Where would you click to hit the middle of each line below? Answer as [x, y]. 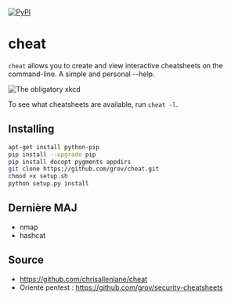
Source [26, 260]
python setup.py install [49, 184]
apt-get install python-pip [54, 147]
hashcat [32, 235]
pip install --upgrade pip [52, 154]
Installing [31, 129]
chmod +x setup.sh [38, 177]
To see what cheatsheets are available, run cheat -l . [93, 104]
